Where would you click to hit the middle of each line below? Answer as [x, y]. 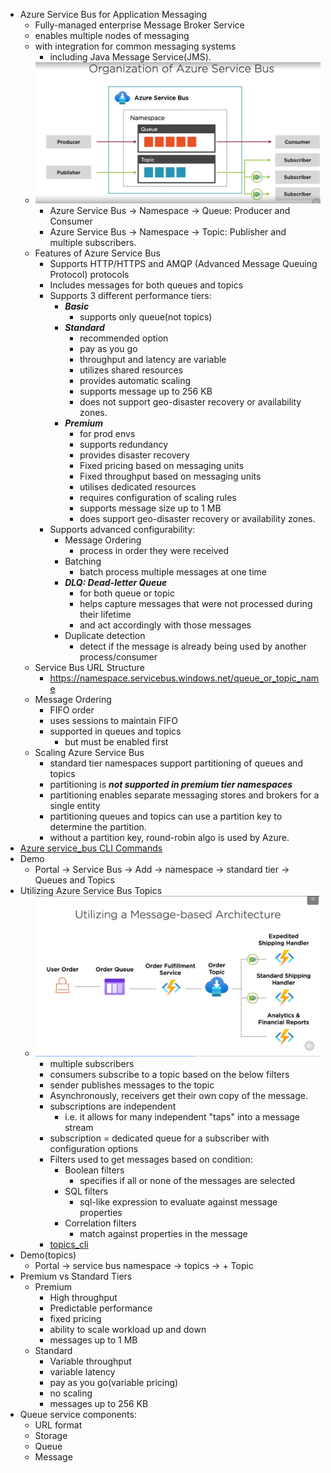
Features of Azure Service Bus [97, 253]
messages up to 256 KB [99, 1404]
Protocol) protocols [89, 274]
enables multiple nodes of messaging [112, 35]
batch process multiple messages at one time [173, 571]
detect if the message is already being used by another [193, 646]
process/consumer [118, 656]
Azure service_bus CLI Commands [91, 848]
